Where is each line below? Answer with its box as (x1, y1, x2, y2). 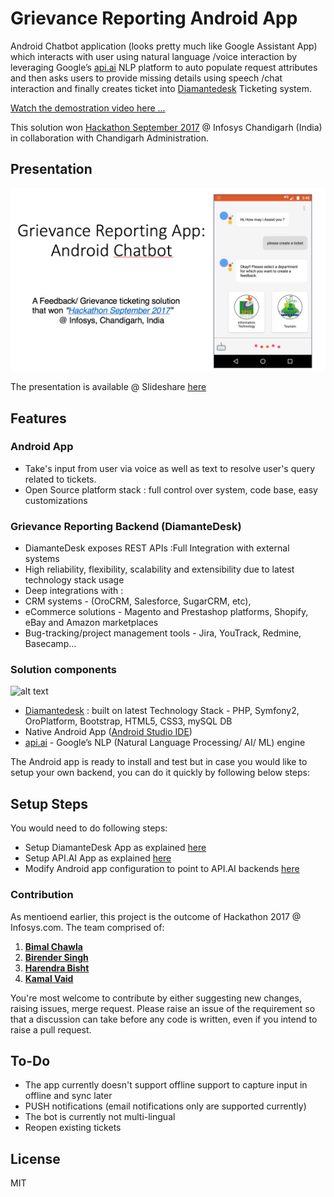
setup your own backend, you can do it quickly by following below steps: (10, 767, 311, 779)
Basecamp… (24, 638, 77, 650)
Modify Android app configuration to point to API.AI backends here (24, 863, 300, 875)
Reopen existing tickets (24, 1122, 122, 1134)
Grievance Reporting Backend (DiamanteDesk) (10, 519, 242, 533)
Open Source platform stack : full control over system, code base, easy (24, 483, 318, 496)
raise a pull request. (10, 1023, 92, 1036)
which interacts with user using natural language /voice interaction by (10, 50, 298, 62)
